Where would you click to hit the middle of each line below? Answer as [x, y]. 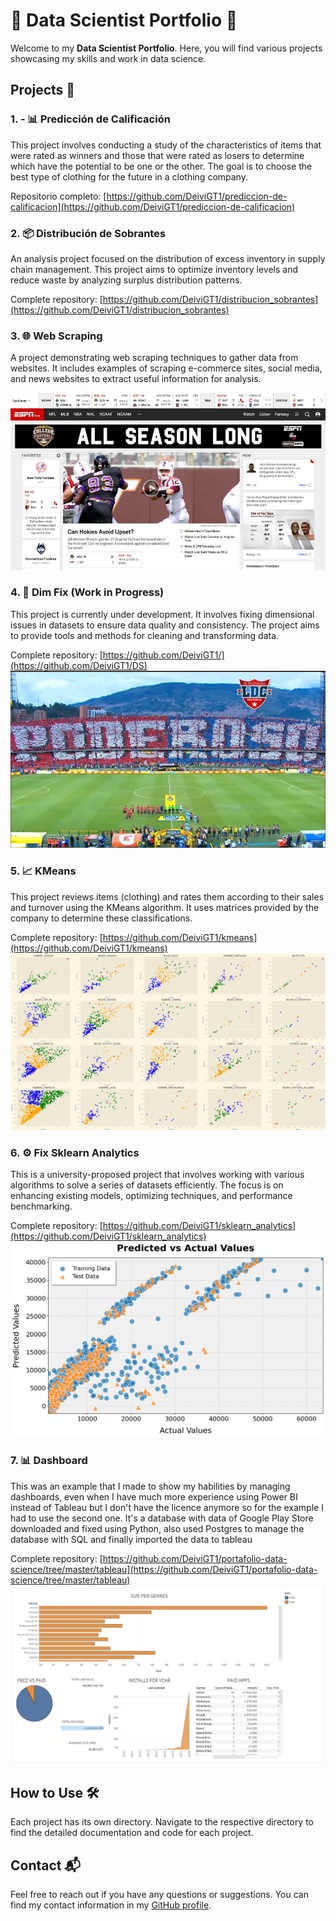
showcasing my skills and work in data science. [108, 58]
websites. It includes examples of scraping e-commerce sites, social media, [166, 368]
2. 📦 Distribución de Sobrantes [88, 233]
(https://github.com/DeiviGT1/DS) [79, 665]
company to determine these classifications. [101, 918]
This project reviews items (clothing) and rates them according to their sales [167, 896]
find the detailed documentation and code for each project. [132, 1833]
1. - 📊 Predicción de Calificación [90, 119]
